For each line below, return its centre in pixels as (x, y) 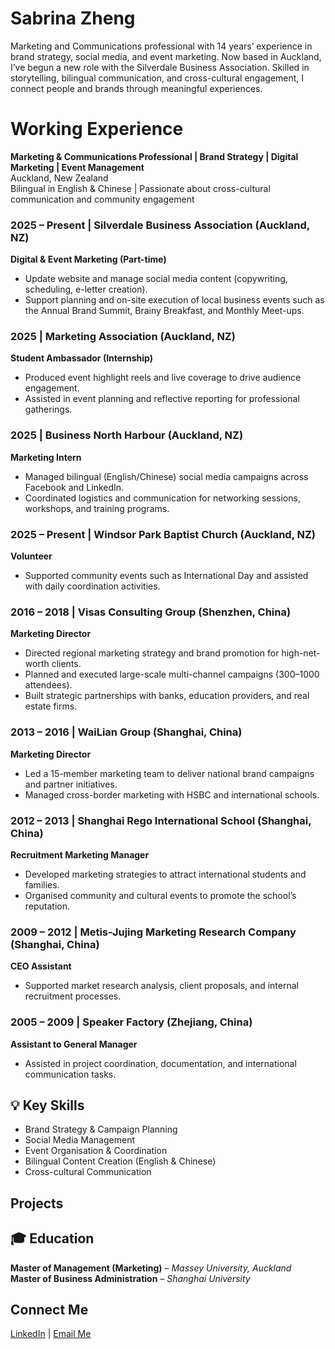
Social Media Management (79, 1140)
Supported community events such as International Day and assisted (166, 576)
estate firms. (51, 706)
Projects (37, 1203)
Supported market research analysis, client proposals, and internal (161, 986)
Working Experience (97, 129)
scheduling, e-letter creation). (86, 289)
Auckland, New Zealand (59, 178)
